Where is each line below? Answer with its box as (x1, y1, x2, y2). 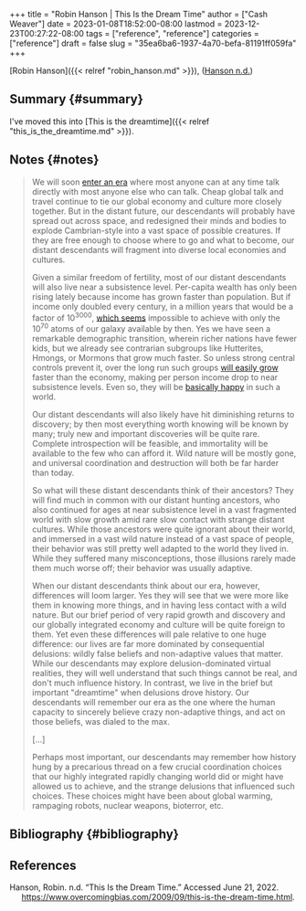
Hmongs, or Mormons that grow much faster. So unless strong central (31, 352, 295, 363)
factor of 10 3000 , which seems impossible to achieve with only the (31, 311, 280, 323)
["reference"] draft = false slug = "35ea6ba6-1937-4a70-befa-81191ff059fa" (9, 37, 297, 48)
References (9, 857, 77, 873)
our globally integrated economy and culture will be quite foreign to (31, 619, 286, 630)
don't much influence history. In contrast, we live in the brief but (31, 677, 273, 688)
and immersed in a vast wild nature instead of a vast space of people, (31, 533, 294, 544)
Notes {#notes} (9, 152, 100, 168)
